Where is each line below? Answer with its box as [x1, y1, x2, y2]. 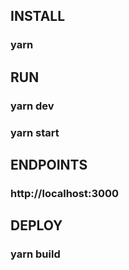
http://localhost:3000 [10, 186, 120, 200]
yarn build [10, 247, 61, 261]
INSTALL [10, 8, 66, 25]
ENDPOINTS [10, 156, 88, 173]
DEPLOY [10, 217, 63, 234]
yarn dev [10, 99, 55, 113]
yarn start [10, 125, 60, 139]
